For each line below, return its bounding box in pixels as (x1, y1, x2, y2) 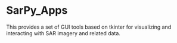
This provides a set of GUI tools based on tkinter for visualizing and (6, 23, 172, 30)
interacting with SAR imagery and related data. (6, 29, 121, 36)
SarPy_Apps (6, 4, 68, 17)
